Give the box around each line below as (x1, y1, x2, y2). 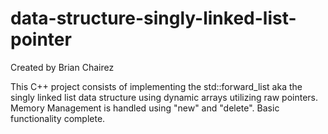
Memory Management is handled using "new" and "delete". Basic (10, 102, 280, 114)
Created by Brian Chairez (10, 61, 115, 73)
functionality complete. (10, 112, 106, 124)
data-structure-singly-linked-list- (10, 7, 297, 30)
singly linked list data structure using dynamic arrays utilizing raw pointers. (10, 91, 319, 103)
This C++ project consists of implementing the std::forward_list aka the (10, 80, 303, 92)
